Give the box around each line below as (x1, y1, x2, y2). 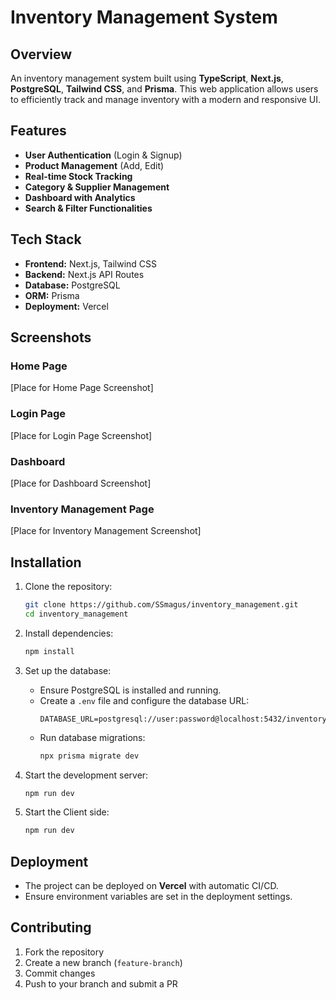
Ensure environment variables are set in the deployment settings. (24, 891, 293, 903)
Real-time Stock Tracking (24, 170, 133, 182)
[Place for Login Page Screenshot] (10, 429, 153, 441)
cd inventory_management (24, 609, 129, 619)
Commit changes (24, 967, 96, 979)
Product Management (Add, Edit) (24, 159, 165, 171)
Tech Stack (10, 231, 82, 248)
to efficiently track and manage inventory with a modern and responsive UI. (10, 94, 322, 105)
